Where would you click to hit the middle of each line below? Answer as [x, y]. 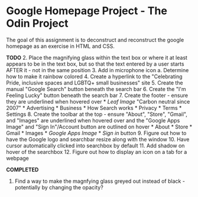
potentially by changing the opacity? [59, 187]
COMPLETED [22, 169]
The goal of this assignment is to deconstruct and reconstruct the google [95, 40]
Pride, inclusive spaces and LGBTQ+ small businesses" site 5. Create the [95, 83]
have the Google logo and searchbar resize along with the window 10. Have [98, 139]
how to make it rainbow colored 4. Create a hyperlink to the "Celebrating [94, 76]
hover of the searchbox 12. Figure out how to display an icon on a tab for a [97, 151]
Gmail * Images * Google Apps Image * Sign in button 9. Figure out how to [96, 133]
